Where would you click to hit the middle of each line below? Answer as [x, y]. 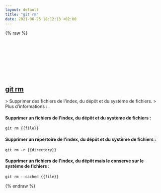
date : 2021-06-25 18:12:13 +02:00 [41, 19]
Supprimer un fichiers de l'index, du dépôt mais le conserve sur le [75, 161]
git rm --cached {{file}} [32, 177]
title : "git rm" [22, 14]
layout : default [22, 10]
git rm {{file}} [22, 128]
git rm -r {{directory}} [31, 150]
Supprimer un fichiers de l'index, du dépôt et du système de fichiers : [78, 118]
